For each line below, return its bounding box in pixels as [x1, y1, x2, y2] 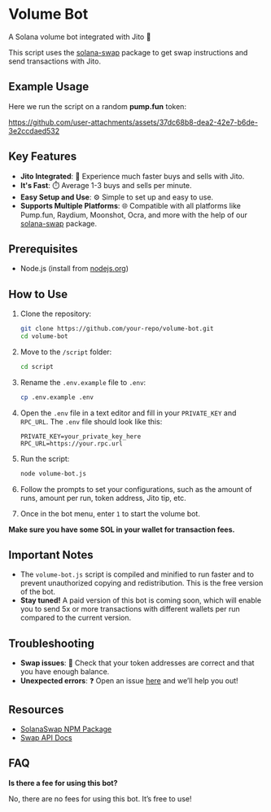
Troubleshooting [8, 636, 95, 650]
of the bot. [20, 587, 55, 597]
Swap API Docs [20, 733, 72, 742]
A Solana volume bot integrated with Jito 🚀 [8, 32, 151, 42]
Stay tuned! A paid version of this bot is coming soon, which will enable [20, 595, 262, 605]
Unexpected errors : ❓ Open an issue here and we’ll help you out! [20, 676, 238, 686]
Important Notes [8, 547, 94, 562]
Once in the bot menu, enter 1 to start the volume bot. [20, 508, 201, 518]
